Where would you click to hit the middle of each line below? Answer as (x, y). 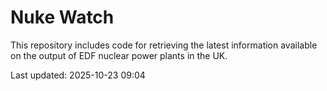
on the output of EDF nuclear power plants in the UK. (119, 55)
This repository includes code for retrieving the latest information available (164, 45)
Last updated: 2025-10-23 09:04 (78, 75)
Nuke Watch (62, 17)
